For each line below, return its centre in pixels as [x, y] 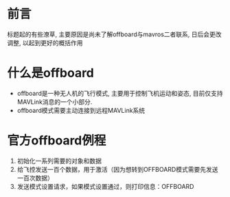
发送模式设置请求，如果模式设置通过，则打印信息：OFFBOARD [105, 186]
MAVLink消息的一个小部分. [55, 102]
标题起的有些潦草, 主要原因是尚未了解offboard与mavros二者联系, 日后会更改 [114, 34]
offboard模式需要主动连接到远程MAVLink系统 [81, 110]
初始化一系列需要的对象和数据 [59, 161]
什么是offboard [51, 73]
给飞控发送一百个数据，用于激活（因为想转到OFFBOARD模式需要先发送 [117, 169]
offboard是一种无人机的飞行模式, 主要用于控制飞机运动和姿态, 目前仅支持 [120, 93]
